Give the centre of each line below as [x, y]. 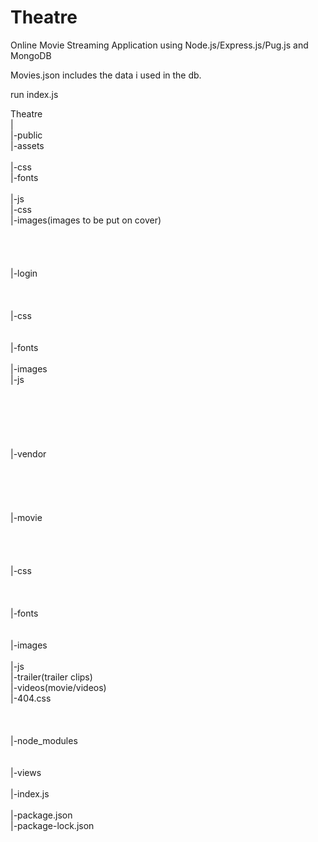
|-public [26, 135]
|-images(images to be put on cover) [86, 220]
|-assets [27, 145]
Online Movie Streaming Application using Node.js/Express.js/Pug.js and [159, 45]
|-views [26, 772]
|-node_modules [44, 740]
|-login [24, 273]
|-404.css [31, 698]
